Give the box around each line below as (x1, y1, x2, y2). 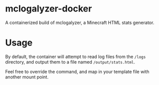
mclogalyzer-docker (5, 3, 92, 14)
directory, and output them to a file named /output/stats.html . (5, 58, 135, 65)
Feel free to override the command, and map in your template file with (5, 68, 149, 74)
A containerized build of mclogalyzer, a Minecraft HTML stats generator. (5, 19, 154, 25)
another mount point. (5, 73, 49, 80)
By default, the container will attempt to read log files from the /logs (5, 53, 146, 59)
